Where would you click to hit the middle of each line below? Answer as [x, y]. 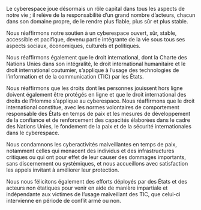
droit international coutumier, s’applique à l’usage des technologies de [93, 70]
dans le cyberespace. [33, 133]
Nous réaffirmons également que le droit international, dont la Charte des [97, 57]
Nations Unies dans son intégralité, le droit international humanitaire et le [96, 64]
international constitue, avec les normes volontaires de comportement [93, 107]
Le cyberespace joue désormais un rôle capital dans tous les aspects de [95, 9]
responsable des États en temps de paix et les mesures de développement [98, 114]
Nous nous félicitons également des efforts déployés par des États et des [97, 181]
